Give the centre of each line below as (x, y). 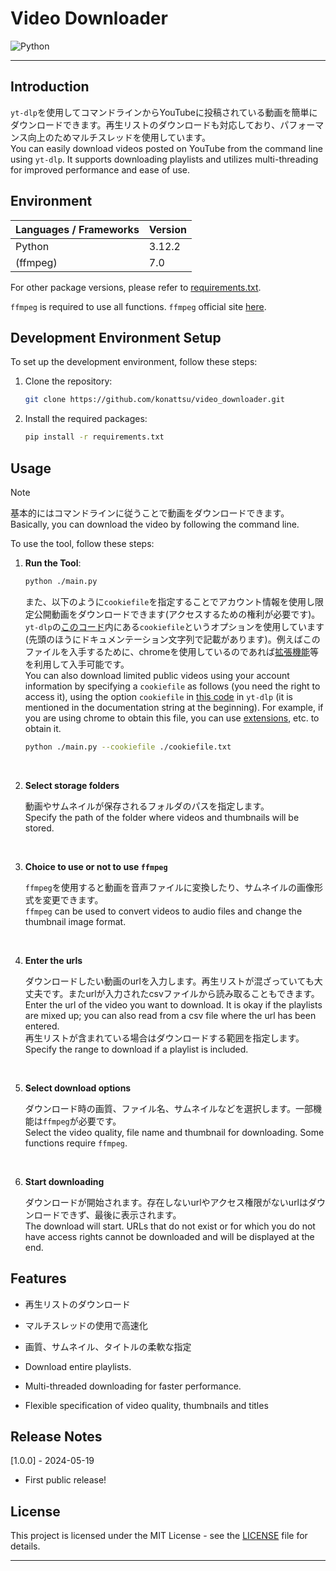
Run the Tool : (53, 563)
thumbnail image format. (75, 921)
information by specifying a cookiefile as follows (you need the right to (172, 686)
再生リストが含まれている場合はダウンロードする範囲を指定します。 (164, 1038)
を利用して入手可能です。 (77, 664)
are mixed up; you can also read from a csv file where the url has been (170, 1015)
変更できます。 (73, 899)
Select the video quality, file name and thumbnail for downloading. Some (174, 1132)
